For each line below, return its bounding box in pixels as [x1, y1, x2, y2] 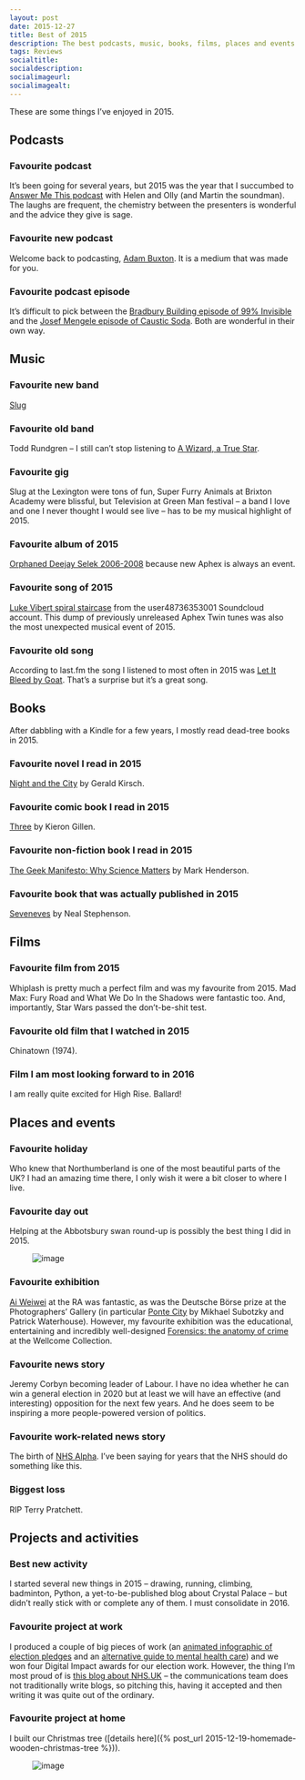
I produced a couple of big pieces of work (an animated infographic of [9, 1641, 273, 1652]
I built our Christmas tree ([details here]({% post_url [9, 1733, 203, 1744]
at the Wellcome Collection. [9, 1335, 113, 1346]
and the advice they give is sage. [9, 209, 134, 220]
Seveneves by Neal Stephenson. [9, 908, 131, 919]
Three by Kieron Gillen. [9, 821, 96, 833]
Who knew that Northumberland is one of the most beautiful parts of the [9, 1163, 280, 1174]
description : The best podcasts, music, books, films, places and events [9, 38, 296, 48]
